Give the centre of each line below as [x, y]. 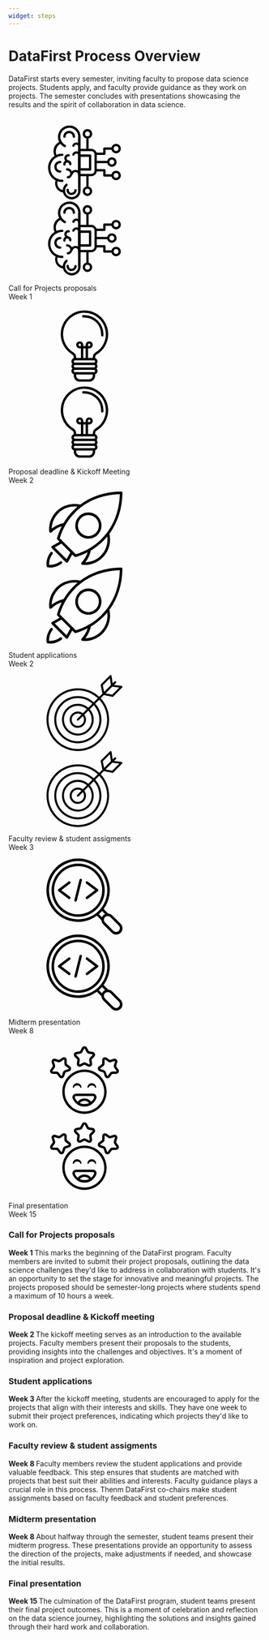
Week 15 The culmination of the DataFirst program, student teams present [132, 1601]
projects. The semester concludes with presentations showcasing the [124, 96]
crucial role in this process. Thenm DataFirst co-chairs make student [123, 1489]
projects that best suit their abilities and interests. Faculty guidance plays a [133, 1480]
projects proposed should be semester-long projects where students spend [134, 1287]
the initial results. [37, 1563]
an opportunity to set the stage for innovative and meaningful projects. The [134, 1278]
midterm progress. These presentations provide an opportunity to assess [130, 1545]
